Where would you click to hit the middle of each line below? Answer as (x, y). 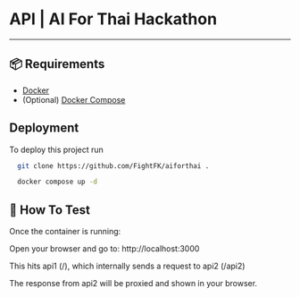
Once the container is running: (65, 232)
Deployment (44, 128)
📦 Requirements (57, 64)
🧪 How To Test (50, 210)
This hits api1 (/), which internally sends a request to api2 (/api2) (127, 266)
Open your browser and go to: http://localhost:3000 (104, 249)
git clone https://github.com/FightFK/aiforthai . (113, 165)
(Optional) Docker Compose (74, 99)
